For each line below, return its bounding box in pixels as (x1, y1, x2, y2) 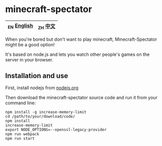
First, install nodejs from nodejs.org (5, 85, 79, 91)
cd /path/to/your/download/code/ (5, 114, 75, 119)
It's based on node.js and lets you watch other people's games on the (5, 51, 150, 57)
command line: (5, 100, 36, 106)
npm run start (5, 136, 35, 141)
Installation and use (5, 71, 68, 80)
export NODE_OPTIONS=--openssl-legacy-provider (5, 127, 107, 132)
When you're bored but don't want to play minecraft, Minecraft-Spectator (5, 36, 157, 42)
